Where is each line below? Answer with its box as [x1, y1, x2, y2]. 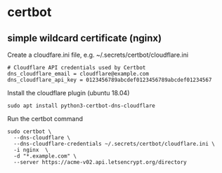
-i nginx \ [13, 146, 49, 153]
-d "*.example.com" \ [13, 153, 77, 160]
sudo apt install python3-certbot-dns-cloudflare [7, 102, 156, 109]
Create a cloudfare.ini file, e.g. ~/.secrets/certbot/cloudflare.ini [7, 50, 188, 59]
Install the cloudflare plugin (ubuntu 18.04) [7, 89, 130, 97]
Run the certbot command [7, 115, 83, 123]
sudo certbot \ [7, 128, 52, 135]
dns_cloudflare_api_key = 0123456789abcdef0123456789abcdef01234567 [7, 76, 212, 83]
